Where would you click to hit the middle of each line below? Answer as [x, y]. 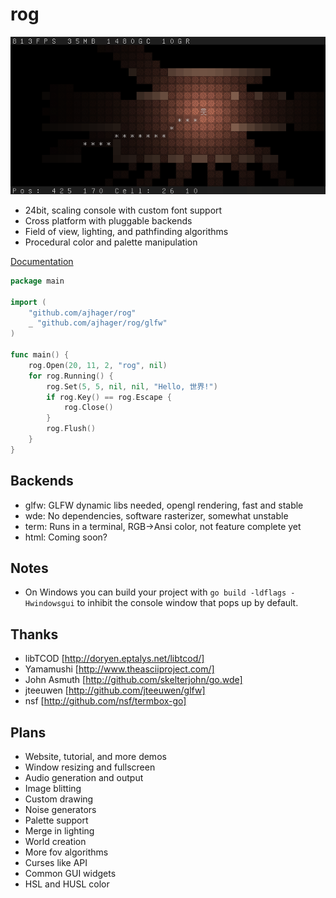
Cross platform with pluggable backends [108, 220]
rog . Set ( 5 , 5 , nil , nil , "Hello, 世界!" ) [132, 386]
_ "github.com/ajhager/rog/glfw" [98, 323]
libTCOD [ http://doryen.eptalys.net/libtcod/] [114, 659]
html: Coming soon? [66, 537]
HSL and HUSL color [67, 884]
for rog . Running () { [71, 376]
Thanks [34, 634]
